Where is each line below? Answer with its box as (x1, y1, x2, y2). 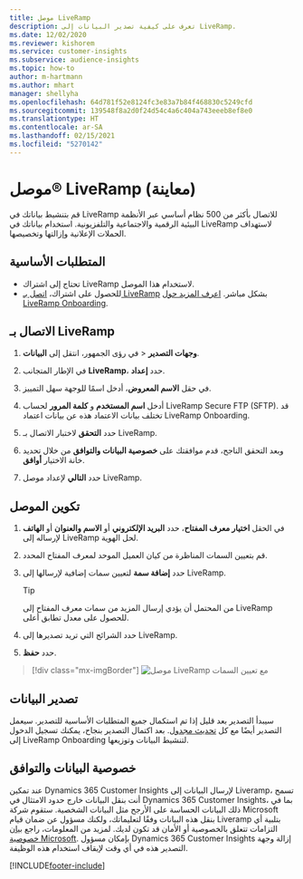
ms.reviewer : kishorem (9, 38, 95, 48)
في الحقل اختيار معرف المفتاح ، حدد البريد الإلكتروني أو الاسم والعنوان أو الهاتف (22, 523, 285, 534)
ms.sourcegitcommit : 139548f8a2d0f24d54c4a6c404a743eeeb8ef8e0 (9, 106, 253, 115)
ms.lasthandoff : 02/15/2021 (9, 131, 116, 140)
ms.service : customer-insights (9, 47, 128, 56)
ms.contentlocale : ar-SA (9, 123, 103, 132)
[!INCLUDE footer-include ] (9, 860, 106, 871)
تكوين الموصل (9, 498, 80, 514)
